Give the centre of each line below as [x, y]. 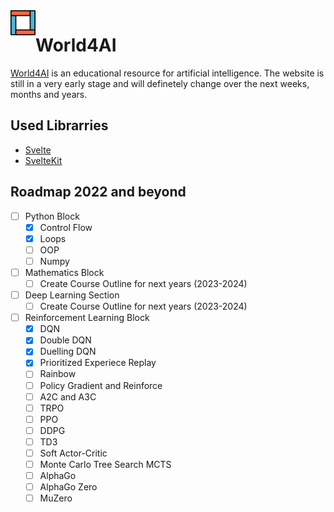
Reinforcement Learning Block [87, 318]
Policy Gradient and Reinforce [101, 385]
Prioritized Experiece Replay [98, 363]
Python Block [52, 216]
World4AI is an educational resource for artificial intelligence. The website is [167, 73]
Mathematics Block [64, 272]
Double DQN [65, 340]
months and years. [49, 94]
